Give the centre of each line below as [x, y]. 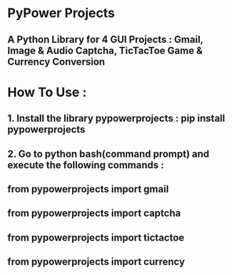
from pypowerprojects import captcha [94, 213]
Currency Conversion [56, 62]
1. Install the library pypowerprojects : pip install [116, 119]
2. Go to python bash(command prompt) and [109, 154]
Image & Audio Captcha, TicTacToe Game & [105, 50]
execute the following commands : [86, 165]
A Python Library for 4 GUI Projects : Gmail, [105, 40]
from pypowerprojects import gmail [88, 189]
